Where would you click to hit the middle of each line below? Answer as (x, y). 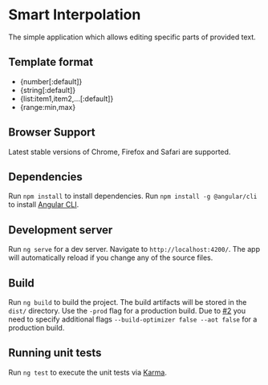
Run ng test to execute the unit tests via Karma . (87, 372)
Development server (61, 230)
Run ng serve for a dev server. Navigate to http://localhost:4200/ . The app (134, 249)
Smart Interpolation (75, 15)
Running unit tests (55, 353)
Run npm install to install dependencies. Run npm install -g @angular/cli (133, 196)
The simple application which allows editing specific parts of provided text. (132, 37)
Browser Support (52, 133)
